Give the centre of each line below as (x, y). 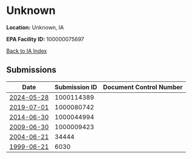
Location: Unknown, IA (35, 27)
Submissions (31, 70)
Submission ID (76, 87)
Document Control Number (143, 87)
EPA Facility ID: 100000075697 (45, 39)
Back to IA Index (27, 51)
